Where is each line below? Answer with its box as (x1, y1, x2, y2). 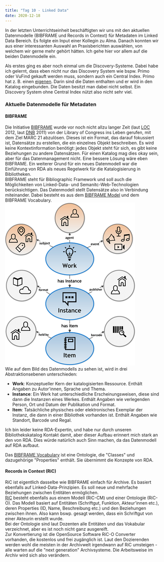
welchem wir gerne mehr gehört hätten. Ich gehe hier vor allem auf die (5, 48, 148, 54)
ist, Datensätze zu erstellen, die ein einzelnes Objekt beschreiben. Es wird (5, 140, 154, 146)
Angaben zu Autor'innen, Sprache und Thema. (12, 386, 106, 392)
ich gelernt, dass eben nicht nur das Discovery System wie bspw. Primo (5, 68, 150, 74)
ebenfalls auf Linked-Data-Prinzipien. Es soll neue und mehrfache (5, 484, 138, 490)
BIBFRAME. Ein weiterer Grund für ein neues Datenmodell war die (5, 161, 137, 166)
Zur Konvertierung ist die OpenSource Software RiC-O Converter (5, 531, 136, 537)
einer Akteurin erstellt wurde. (5, 515, 64, 521)
